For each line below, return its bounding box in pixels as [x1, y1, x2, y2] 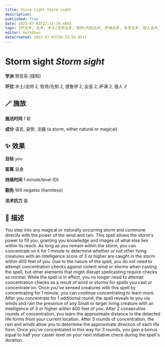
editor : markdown [5, 30, 41, 35]
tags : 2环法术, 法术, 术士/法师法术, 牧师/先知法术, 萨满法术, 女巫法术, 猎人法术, [5, 26, 160, 31]
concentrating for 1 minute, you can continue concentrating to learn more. [5, 290, 155, 296]
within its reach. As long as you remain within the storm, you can [5, 243, 136, 249]
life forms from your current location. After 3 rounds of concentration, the [5, 316, 154, 322]
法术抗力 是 [5, 198, 28, 204]
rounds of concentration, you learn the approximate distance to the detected [5, 311, 161, 317]
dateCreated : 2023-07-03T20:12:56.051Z [5, 35, 87, 40]
